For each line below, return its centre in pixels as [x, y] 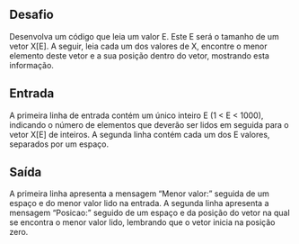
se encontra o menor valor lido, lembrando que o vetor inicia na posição [142, 222]
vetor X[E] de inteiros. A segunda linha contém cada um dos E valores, [140, 134]
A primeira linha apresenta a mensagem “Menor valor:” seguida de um [139, 194]
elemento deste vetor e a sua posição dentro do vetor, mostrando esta [139, 55]
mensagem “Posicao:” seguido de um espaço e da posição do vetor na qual [149, 213]
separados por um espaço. [59, 144]
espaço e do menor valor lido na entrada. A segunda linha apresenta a [139, 203]
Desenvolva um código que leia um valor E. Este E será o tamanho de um [145, 36]
